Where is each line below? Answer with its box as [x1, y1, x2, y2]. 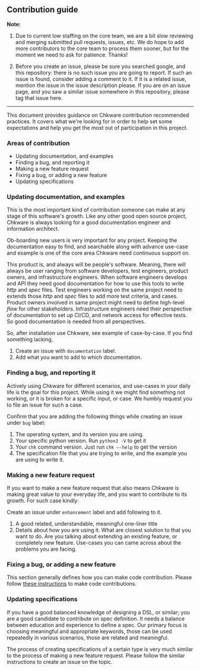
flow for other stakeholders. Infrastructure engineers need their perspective [7, 305, 192, 312]
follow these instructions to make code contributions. [7, 580, 137, 588]
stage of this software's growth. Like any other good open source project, [7, 213, 187, 220]
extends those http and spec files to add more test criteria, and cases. [7, 293, 179, 300]
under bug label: [7, 419, 46, 426]
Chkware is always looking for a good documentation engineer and [7, 219, 171, 226]
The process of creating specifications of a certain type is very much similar [7, 645, 193, 653]
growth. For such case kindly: [7, 497, 80, 504]
